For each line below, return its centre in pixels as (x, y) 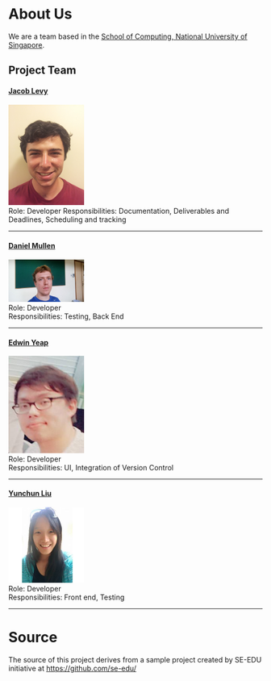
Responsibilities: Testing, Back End (66, 316)
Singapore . (27, 44)
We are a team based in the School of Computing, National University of (128, 36)
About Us (40, 14)
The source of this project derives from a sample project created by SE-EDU (135, 659)
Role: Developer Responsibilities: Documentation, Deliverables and (119, 211)
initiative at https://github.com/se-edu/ (73, 668)
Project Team (42, 71)
